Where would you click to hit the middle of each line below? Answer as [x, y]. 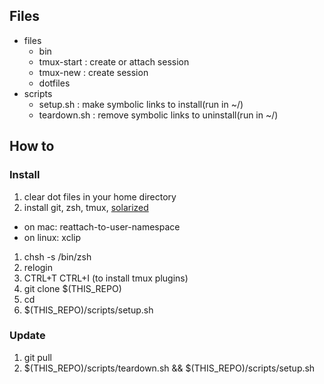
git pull [37, 357]
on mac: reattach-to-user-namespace [102, 226]
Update [27, 336]
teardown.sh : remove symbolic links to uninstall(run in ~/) [158, 115]
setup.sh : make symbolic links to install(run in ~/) [141, 104]
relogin [38, 267]
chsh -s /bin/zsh [57, 256]
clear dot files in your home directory [100, 196]
